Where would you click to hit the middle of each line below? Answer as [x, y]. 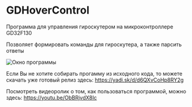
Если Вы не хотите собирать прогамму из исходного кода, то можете [94, 73]
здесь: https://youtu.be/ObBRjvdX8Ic [52, 98]
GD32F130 [19, 33]
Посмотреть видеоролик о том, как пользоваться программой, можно [96, 91]
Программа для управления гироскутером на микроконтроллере [90, 27]
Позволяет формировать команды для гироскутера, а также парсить [94, 44]
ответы [15, 50]
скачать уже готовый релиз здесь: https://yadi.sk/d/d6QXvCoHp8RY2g [95, 80]
